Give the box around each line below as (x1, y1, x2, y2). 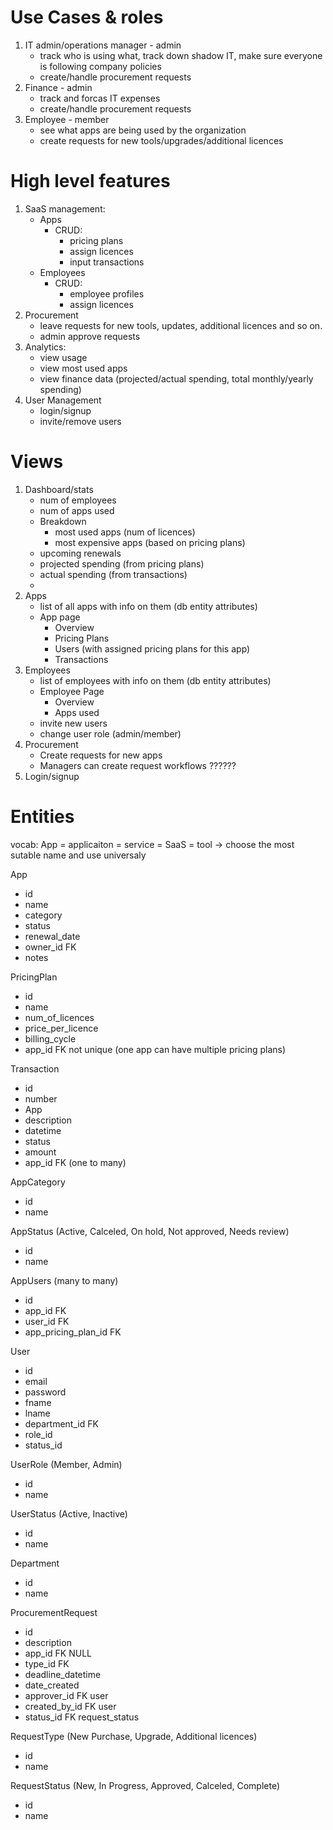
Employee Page (39, 685, 105, 697)
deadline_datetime (24, 1668, 102, 1680)
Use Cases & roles (10, 6, 164, 29)
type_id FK (24, 1657, 70, 1670)
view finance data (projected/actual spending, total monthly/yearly (39, 372, 314, 385)
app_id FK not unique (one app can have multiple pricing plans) (24, 1043, 287, 1055)
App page (39, 611, 81, 623)
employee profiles (69, 287, 145, 300)
